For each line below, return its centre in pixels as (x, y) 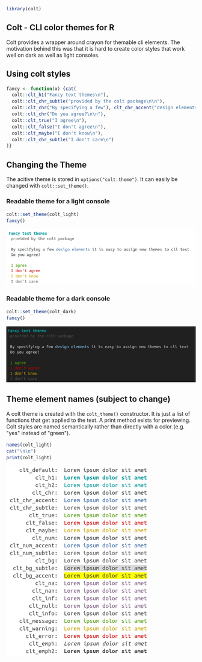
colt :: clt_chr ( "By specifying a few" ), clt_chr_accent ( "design (92, 108)
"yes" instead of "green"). (38, 433)
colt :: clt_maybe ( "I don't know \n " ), (57, 133)
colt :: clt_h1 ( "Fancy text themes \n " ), (60, 95)
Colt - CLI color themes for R (60, 27)
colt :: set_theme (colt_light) (43, 215)
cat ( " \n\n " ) (21, 451)
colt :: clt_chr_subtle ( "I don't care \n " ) (63, 139)
